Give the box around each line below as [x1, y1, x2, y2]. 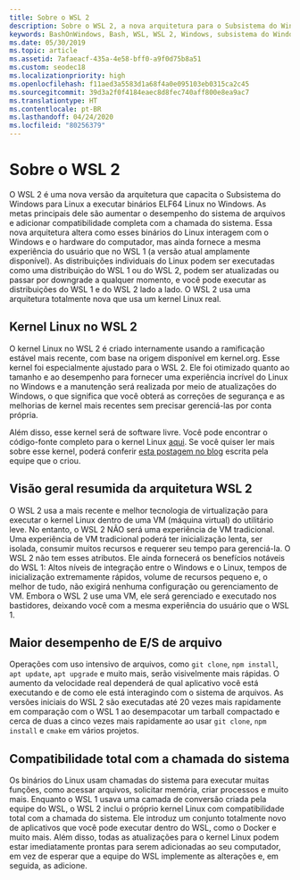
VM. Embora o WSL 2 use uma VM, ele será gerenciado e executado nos [9, 591, 277, 601]
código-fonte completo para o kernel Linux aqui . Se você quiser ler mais [9, 436, 275, 447]
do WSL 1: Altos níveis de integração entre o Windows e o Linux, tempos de [9, 562, 287, 573]
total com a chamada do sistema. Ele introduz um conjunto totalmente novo [9, 813, 287, 824]
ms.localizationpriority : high [9, 71, 126, 80]
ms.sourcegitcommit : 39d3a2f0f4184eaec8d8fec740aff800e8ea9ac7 [9, 88, 250, 96]
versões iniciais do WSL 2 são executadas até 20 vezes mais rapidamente [9, 697, 281, 708]
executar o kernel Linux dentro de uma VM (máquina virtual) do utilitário [9, 515, 274, 525]
